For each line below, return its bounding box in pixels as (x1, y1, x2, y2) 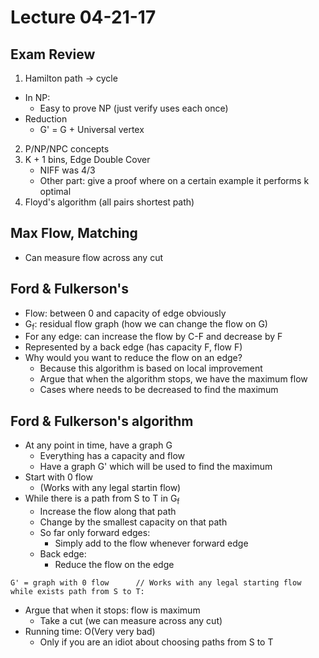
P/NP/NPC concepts (24, 143, 110, 155)
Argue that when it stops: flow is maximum (24, 604, 201, 616)
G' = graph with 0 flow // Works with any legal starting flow (10, 578, 302, 588)
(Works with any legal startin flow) (39, 482, 182, 494)
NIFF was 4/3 (39, 164, 96, 176)
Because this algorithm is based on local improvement (39, 362, 263, 375)
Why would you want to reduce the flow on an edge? (24, 352, 243, 364)
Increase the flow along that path (39, 506, 177, 518)
